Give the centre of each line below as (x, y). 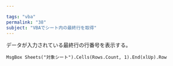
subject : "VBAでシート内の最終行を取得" (51, 28)
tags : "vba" (21, 16)
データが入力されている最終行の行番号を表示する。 (69, 45)
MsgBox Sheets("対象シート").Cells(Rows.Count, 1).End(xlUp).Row (86, 57)
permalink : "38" (26, 22)
